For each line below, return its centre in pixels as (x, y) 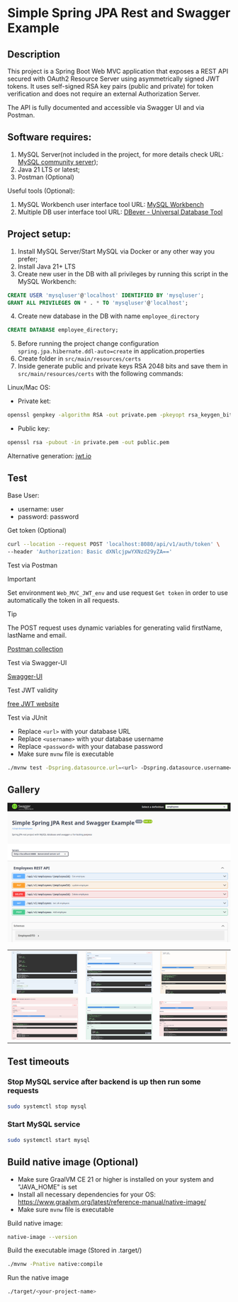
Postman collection (35, 649)
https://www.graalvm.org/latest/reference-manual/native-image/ (112, 1201)
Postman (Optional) (46, 177)
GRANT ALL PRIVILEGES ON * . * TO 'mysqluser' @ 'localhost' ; (98, 302)
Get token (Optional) (37, 530)
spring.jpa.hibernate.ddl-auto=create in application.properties (111, 351)
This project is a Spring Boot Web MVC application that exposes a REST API (118, 71)
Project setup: (39, 234)
